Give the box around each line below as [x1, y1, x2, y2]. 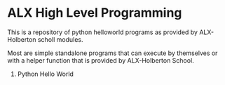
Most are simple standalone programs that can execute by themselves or [7, 49, 218, 57]
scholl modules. [37, 35, 83, 43]
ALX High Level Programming [7, 5, 182, 21]
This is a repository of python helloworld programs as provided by [7, 28, 198, 36]
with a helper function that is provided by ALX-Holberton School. [7, 56, 194, 64]
